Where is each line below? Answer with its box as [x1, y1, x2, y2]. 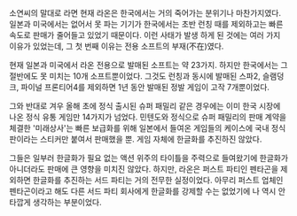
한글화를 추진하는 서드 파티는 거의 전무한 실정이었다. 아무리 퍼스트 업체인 [32, 175, 284, 185]
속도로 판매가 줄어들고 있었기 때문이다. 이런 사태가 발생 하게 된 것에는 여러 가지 [9, 30, 281, 40]
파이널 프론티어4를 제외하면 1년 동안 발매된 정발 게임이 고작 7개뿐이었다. [20, 82, 270, 92]
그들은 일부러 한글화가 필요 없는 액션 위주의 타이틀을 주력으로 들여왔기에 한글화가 [9, 153, 289, 163]
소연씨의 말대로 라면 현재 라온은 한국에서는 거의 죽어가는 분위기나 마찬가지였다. [9, 8, 282, 18]
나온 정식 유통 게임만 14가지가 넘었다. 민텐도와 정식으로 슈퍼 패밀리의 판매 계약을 [9, 112, 287, 122]
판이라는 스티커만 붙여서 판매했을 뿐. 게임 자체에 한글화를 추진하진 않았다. [9, 134, 262, 144]
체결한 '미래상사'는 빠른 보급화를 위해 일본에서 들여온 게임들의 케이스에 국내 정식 [9, 123, 286, 133]
